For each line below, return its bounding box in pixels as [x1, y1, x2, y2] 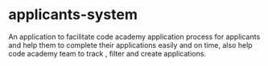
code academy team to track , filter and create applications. [8, 49, 207, 58]
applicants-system [8, 6, 138, 24]
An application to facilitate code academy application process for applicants [8, 32, 261, 41]
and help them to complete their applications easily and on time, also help [8, 40, 253, 49]
